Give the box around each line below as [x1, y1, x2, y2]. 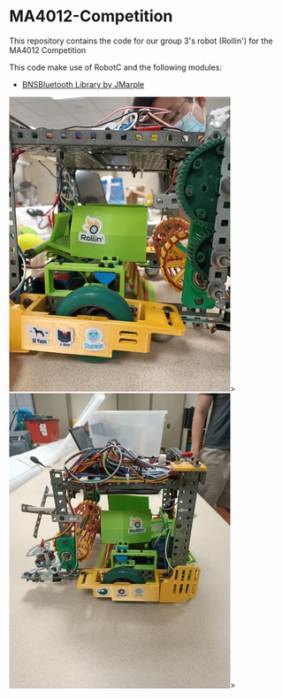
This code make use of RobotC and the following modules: [9, 62, 223, 73]
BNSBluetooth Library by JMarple [21, 79, 145, 89]
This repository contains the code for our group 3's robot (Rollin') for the [9, 35, 273, 46]
